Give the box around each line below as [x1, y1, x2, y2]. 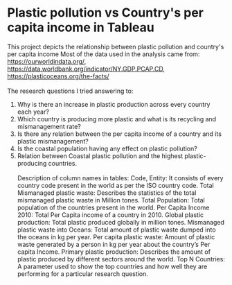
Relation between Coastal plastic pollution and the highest [17, 151, 184, 160]
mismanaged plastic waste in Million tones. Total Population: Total [17, 196, 206, 204]
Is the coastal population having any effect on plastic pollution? [17, 144, 197, 153]
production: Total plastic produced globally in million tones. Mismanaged [17, 218, 225, 226]
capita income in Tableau [7, 19, 154, 35]
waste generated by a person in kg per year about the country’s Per [17, 240, 211, 248]
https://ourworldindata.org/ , [7, 57, 87, 65]
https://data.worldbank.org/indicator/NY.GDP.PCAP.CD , [7, 64, 165, 73]
